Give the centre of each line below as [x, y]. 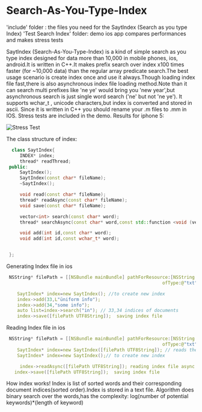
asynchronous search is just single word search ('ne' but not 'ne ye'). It [94, 96]
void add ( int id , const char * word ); [66, 233]
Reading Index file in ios [36, 328]
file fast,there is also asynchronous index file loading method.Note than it [97, 83]
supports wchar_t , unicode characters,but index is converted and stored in [99, 102]
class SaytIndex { [33, 150]
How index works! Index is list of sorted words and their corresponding [94, 384]
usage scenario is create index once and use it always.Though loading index [101, 77]
